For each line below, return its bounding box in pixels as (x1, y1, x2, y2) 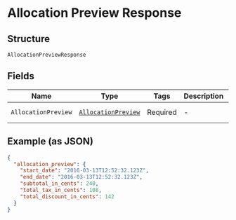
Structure (7, 33, 51, 45)
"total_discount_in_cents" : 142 (20, 193, 114, 200)
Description (183, 91, 224, 101)
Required (147, 107, 177, 117)
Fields (7, 70, 35, 82)
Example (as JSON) (7, 135, 93, 148)
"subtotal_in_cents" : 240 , (20, 180, 99, 187)
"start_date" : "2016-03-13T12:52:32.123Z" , (20, 167, 150, 174)
